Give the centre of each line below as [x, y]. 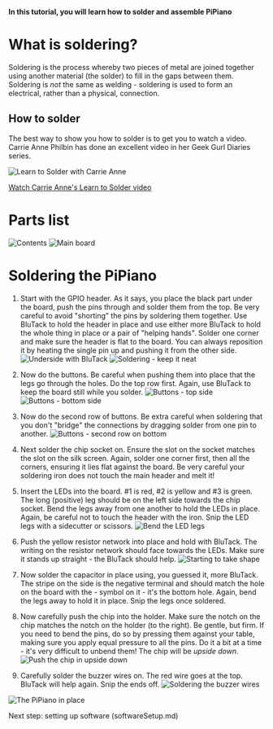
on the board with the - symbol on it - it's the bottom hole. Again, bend [139, 592]
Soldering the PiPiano [82, 275]
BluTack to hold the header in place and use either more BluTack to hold [141, 324]
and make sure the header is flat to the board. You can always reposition [141, 341]
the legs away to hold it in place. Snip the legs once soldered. [123, 600]
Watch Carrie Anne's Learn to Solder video [80, 187]
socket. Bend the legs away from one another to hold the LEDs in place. [140, 508]
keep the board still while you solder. [82, 392]
